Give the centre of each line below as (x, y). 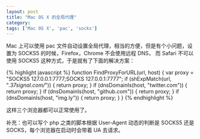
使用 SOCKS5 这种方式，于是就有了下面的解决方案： (71, 61)
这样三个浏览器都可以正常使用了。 (48, 110)
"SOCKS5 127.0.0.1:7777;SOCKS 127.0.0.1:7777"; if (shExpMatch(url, (89, 79)
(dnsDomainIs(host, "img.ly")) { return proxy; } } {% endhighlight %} (90, 98)
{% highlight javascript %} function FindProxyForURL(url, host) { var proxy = (100, 72)
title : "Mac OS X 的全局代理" (41, 17)
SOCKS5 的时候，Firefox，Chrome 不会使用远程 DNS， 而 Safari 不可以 (106, 53)
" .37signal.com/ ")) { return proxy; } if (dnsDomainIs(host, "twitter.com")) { (97, 85)
